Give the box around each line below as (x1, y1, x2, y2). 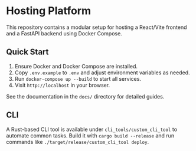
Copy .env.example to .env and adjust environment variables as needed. (14, 69, 190, 76)
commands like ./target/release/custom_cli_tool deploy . (6, 138, 149, 145)
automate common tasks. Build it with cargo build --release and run (6, 132, 175, 139)
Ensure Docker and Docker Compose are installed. (14, 63, 138, 70)
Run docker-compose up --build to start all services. (14, 75, 142, 82)
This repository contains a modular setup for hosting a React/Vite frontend (6, 24, 187, 31)
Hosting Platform (6, 4, 92, 18)
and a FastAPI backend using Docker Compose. (6, 29, 122, 37)
